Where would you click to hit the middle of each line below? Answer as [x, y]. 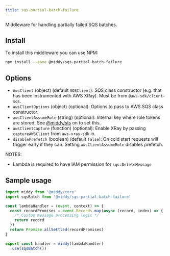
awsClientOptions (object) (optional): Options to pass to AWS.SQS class [88, 107]
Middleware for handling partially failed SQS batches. [61, 24]
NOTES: [14, 155]
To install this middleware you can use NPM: [52, 53]
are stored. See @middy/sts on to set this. [57, 123]
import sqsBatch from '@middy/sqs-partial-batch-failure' [68, 197]
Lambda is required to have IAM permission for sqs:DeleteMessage [82, 164]
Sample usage [29, 180]
